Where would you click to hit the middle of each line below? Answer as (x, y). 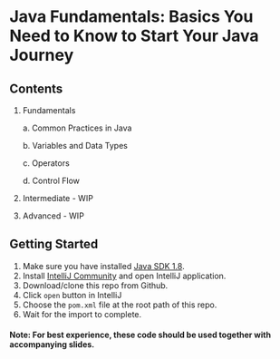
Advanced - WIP (53, 216)
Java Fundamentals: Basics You (131, 17)
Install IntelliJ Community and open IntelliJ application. (124, 276)
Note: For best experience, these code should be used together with (140, 335)
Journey (42, 55)
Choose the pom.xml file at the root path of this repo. (120, 305)
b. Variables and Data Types (75, 146)
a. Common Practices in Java (77, 128)
